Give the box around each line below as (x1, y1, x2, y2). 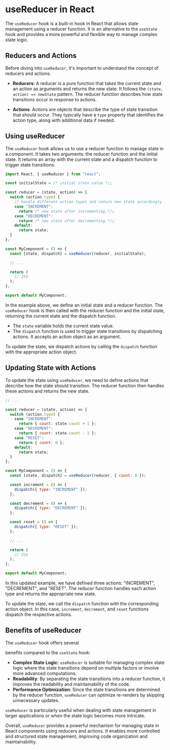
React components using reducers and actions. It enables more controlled (5, 728, 160, 734)
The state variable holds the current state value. (12, 322, 114, 329)
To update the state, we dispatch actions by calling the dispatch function (5, 343, 157, 349)
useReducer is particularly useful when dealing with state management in (5, 707, 156, 713)
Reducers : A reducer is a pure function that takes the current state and (12, 80, 161, 86)
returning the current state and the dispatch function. (5, 313, 117, 319)
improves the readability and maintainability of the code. (12, 681, 130, 687)
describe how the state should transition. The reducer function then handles (5, 382, 164, 388)
